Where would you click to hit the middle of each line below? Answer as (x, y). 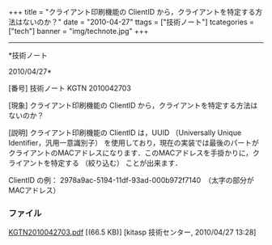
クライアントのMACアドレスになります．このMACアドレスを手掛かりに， (131, 153)
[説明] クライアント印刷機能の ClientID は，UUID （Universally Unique (125, 133)
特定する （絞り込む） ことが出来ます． (116, 163)
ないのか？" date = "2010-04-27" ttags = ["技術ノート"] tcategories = (138, 22)
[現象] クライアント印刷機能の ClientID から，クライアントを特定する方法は (133, 105)
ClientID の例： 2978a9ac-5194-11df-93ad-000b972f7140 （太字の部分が (132, 180)
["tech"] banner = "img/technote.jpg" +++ (79, 31)
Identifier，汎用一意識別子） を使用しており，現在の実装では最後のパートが (134, 143)
